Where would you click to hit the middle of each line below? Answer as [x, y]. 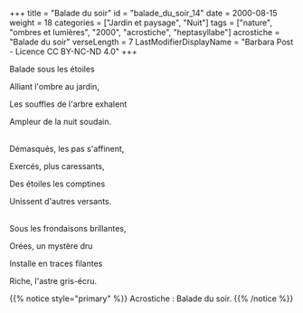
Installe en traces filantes [56, 263]
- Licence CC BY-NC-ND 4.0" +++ [73, 52]
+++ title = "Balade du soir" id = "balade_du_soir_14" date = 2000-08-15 [143, 13]
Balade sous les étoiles [52, 69]
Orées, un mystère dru [51, 246]
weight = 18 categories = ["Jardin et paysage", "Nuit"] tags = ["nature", [141, 23]
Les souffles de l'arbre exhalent [68, 104]
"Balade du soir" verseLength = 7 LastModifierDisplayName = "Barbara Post [151, 42]
